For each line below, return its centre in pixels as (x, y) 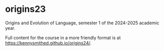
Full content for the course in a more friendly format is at (63, 38)
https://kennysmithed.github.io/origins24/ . (48, 43)
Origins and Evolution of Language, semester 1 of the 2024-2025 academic (82, 23)
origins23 (26, 9)
